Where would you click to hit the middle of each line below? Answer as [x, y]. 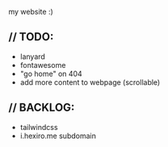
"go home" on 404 [51, 73]
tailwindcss [39, 127]
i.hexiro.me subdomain [58, 136]
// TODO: [31, 37]
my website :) [31, 12]
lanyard [33, 57]
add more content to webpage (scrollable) [90, 82]
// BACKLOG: [42, 108]
